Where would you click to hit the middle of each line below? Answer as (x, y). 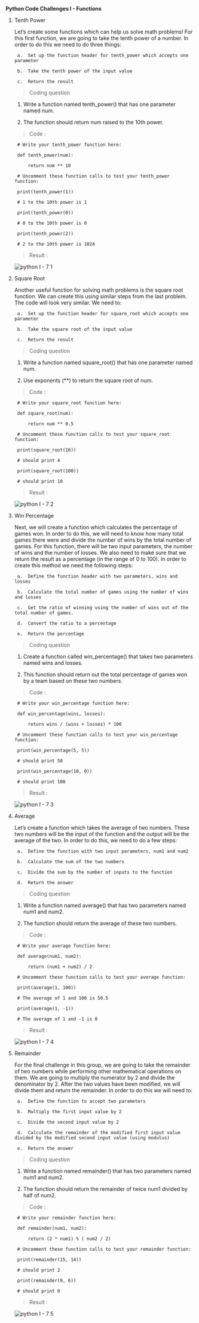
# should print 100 (41, 782)
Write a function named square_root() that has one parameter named (108, 362)
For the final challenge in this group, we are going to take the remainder (102, 1065)
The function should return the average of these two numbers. (100, 923)
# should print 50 (40, 761)
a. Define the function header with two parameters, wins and (97, 576)
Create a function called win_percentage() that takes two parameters (108, 656)
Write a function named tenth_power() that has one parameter (99, 104)
